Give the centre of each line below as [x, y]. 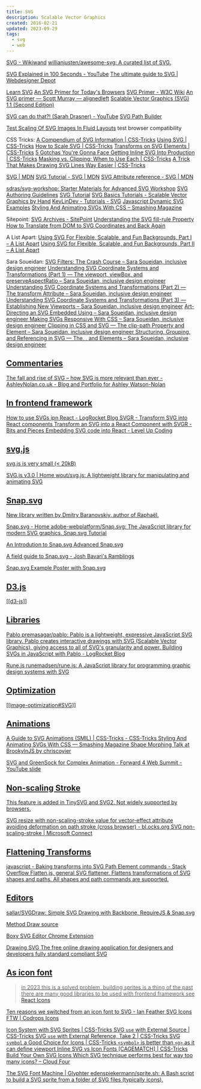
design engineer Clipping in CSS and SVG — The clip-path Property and [95, 325]
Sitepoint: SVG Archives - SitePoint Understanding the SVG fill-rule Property [100, 219]
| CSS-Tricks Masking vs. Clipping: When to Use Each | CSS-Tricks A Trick [98, 158]
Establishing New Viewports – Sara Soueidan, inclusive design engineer [95, 306]
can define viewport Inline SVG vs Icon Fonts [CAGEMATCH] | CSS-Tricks [97, 1049]
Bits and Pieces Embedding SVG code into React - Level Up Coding [89, 430]
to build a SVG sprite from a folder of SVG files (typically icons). [85, 1079]
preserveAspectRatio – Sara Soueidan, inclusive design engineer [86, 280]
